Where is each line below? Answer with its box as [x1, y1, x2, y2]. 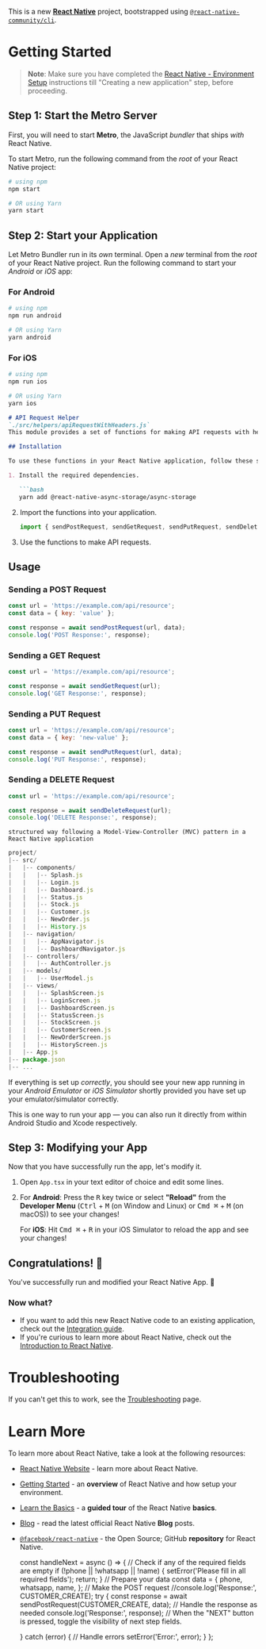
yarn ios [8, 399, 37, 407]
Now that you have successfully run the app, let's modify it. [8, 1162, 202, 1171]
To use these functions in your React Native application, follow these [8, 457, 253, 465]
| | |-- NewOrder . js [8, 916, 90, 924]
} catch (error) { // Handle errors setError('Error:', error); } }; [19, 1632, 214, 1642]
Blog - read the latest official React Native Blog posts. [19, 1519, 196, 1528]
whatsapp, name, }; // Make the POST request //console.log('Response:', [19, 1583, 257, 1593]
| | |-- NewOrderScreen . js [8, 1033, 112, 1042]
